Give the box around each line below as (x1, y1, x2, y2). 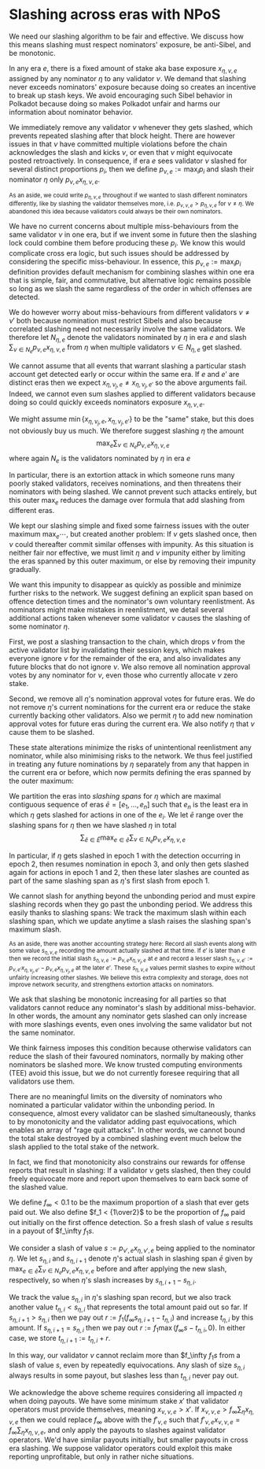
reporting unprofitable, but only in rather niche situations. (9, 1452, 195, 1461)
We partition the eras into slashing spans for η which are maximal (9, 792, 221, 801)
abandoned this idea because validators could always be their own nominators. (9, 207, 223, 216)
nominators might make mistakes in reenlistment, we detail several (9, 605, 224, 615)
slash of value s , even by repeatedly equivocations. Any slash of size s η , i (9, 1360, 245, 1372)
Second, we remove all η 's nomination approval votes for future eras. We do (9, 694, 256, 703)
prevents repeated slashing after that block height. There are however (9, 131, 235, 140)
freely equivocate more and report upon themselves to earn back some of (9, 1174, 248, 1183)
